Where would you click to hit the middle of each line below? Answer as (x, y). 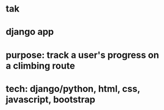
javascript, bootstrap (50, 99)
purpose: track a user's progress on (83, 55)
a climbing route (40, 66)
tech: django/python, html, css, (73, 89)
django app (30, 32)
